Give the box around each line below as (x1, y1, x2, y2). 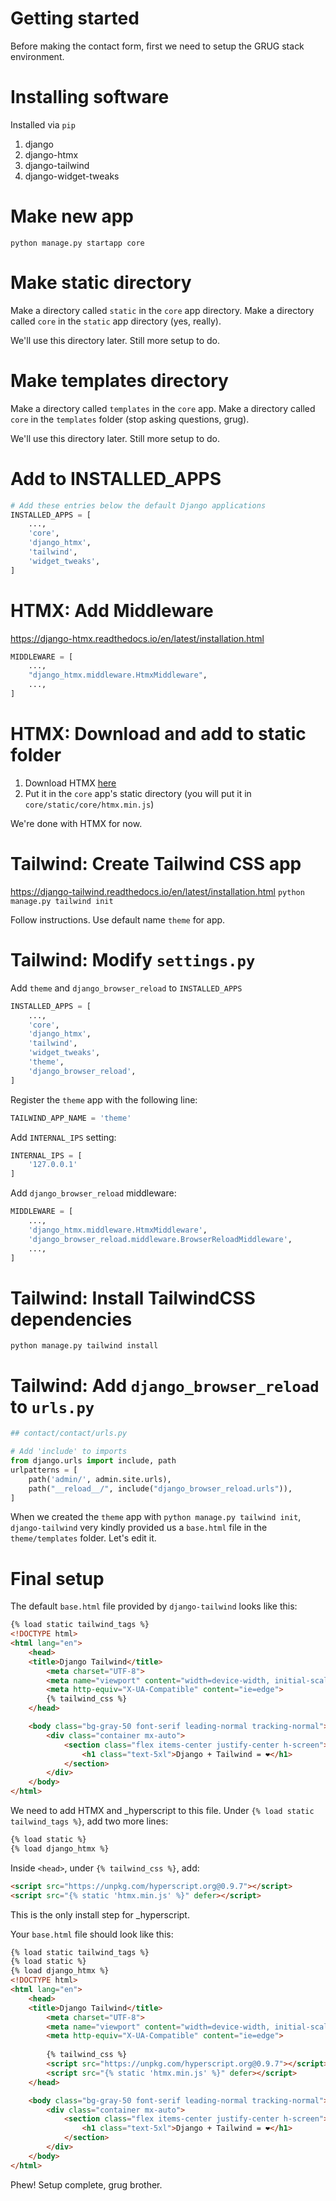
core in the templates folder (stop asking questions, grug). (10, 413, 250, 425)
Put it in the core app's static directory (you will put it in (24, 787, 252, 799)
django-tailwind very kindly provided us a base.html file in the (10, 1522, 268, 1534)
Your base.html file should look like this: (10, 1928, 174, 1940)
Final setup (10, 1567, 105, 1590)
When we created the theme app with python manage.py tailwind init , (10, 1511, 302, 1523)
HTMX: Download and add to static (10, 723, 307, 746)
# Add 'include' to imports (10, 1447, 128, 1457)
